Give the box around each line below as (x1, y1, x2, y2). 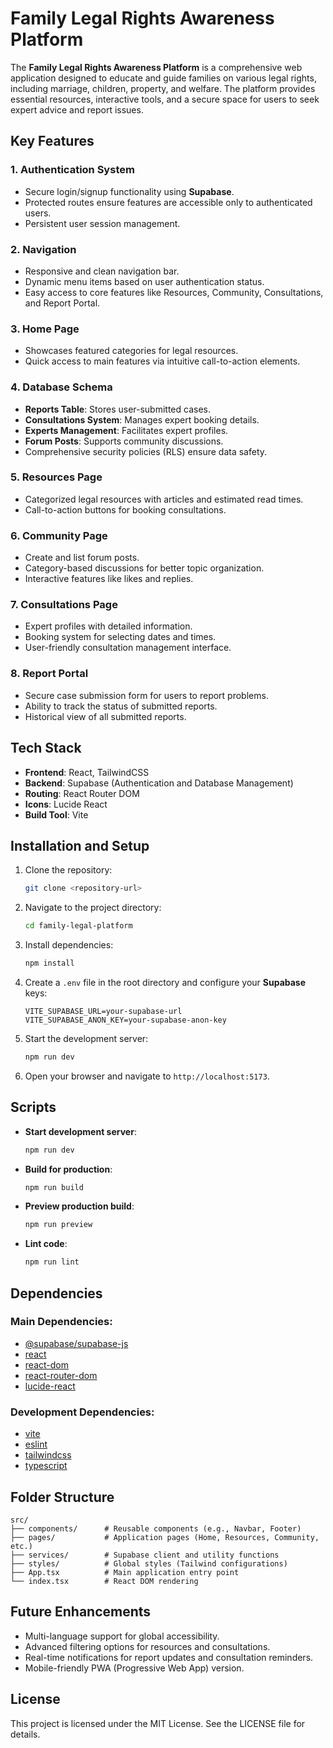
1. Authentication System (10, 163, 135, 177)
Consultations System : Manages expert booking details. (24, 413, 260, 426)
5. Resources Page (10, 470, 103, 484)
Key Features (10, 133, 95, 150)
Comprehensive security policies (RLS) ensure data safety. (24, 445, 268, 457)
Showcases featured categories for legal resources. (24, 345, 239, 357)
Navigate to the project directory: (24, 902, 162, 914)
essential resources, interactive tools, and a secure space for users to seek (10, 93, 320, 105)
